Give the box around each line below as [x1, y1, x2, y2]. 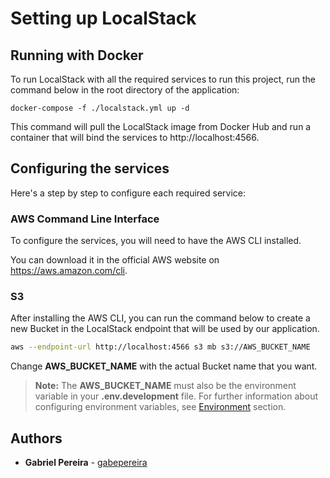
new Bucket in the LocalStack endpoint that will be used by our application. [10, 323, 320, 335]
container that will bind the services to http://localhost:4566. [10, 132, 260, 143]
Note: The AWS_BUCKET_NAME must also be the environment [34, 380, 297, 392]
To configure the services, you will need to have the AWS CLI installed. [10, 235, 302, 247]
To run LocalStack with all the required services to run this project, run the [10, 73, 316, 85]
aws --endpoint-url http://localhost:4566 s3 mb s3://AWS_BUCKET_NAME [10, 342, 311, 352]
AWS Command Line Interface [10, 212, 160, 226]
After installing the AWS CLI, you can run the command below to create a [10, 312, 311, 324]
